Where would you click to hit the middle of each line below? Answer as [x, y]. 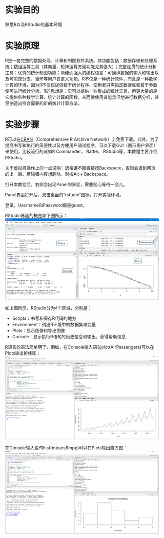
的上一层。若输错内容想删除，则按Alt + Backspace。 [58, 174]
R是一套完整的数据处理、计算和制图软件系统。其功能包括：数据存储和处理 [79, 60]
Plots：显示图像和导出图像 [39, 331]
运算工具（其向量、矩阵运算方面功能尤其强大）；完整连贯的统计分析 [89, 66]
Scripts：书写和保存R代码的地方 [44, 318]
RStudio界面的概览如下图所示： [37, 215]
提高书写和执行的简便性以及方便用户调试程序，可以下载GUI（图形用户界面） [82, 145]
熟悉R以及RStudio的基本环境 [34, 24]
